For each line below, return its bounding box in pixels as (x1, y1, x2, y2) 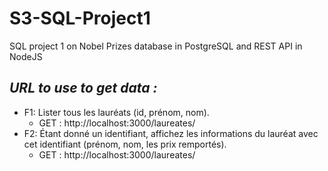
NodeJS (9, 50, 43, 62)
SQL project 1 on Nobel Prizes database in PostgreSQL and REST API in (9, 40, 303, 52)
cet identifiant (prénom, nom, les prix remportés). (23, 138, 227, 150)
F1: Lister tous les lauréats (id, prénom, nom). (23, 106, 210, 118)
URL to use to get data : (9, 80, 158, 97)
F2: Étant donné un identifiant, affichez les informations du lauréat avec (23, 127, 319, 139)
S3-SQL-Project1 (9, 7, 151, 30)
